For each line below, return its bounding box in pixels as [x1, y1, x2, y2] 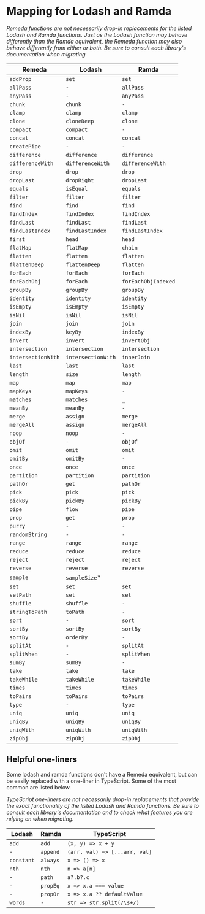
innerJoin [121, 354, 151, 361]
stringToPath [9, 609, 48, 615]
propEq [40, 882, 60, 889]
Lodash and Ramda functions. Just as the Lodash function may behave [6, 31, 188, 38]
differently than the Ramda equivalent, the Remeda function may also [6, 37, 182, 45]
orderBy [65, 634, 88, 640]
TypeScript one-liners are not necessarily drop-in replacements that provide [6, 796, 199, 803]
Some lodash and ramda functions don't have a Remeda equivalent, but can [6, 770, 198, 778]
